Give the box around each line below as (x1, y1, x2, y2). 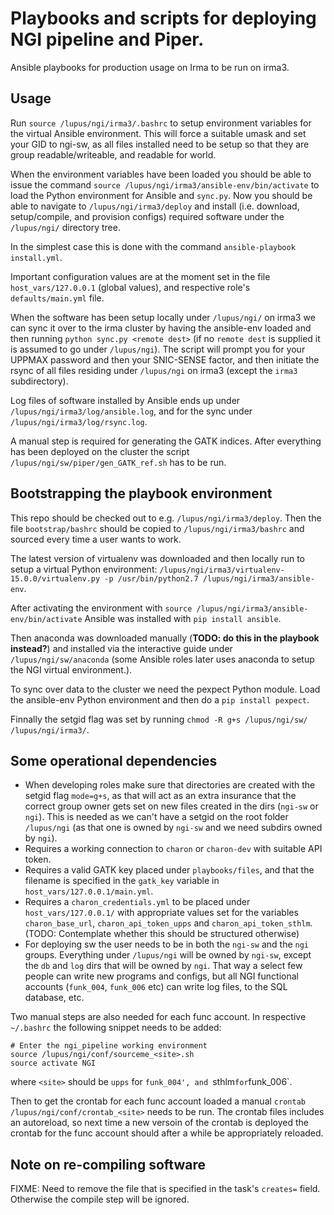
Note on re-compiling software (10, 1156, 206, 1173)
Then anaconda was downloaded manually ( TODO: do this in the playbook (10, 632, 320, 644)
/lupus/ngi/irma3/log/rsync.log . (10, 415, 148, 427)
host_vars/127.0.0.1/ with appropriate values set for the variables (24, 907, 299, 919)
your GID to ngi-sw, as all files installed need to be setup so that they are (10, 138, 310, 150)
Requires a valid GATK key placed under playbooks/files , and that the (24, 864, 315, 876)
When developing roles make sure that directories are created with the (24, 779, 316, 791)
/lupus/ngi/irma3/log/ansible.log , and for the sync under (10, 405, 253, 417)
